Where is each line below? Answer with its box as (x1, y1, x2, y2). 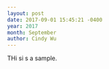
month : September (7, 29, 57, 36)
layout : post (7, 10, 45, 17)
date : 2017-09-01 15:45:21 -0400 (7, 16, 103, 23)
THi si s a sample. (7, 54, 58, 62)
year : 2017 (7, 23, 38, 29)
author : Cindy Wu (7, 36, 57, 42)
